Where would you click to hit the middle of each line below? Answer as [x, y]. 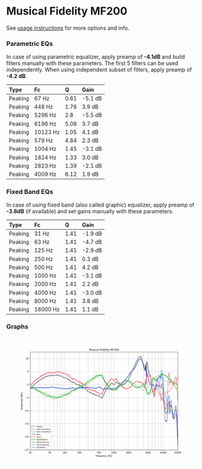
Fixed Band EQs [30, 191]
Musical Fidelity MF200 [67, 11]
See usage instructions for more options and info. [68, 28]
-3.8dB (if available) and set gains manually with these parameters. [90, 211]
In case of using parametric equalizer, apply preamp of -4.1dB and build [96, 57]
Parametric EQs [30, 44]
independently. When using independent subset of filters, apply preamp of [99, 70]
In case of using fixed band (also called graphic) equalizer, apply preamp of [100, 205]
